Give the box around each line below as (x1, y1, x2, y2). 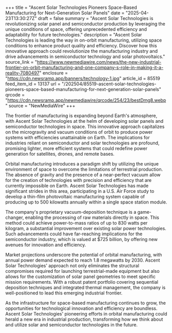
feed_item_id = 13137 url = (5, 81, 61, 87)
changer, (5, 214, 24, 220)
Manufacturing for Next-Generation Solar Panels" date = (5, 10, 125, 16)
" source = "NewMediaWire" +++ (5, 103, 75, 108)
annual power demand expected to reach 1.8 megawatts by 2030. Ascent (5, 257, 160, 263)
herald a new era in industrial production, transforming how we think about (5, 316, 163, 322)
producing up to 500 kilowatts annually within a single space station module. (5, 199, 167, 205)
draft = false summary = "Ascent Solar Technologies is (37, 15, 154, 21)
